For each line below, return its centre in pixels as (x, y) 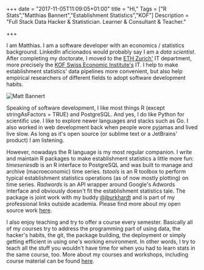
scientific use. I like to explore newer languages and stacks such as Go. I (97, 121)
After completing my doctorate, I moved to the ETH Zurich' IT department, (99, 58)
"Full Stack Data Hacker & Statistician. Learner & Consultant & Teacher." (97, 22)
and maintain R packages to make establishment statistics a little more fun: (100, 158)
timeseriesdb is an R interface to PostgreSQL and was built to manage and (100, 165)
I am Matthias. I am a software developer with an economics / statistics (95, 45)
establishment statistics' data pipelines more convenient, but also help (94, 71)
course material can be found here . (50, 261)
